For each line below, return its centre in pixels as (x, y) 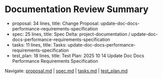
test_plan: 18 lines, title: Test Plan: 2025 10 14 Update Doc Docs (78, 55)
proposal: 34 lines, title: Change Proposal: (56, 23)
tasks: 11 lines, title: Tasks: (39, 45)
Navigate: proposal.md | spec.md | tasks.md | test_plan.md (66, 71)
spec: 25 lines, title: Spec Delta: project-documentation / (71, 34)
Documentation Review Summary (77, 9)
